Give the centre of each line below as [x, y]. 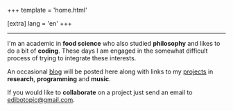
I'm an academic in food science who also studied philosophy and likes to [114, 43]
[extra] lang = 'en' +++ [40, 23]
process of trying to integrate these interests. [72, 58]
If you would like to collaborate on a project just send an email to [100, 92]
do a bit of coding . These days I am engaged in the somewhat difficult [107, 51]
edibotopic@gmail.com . [41, 100]
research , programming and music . [59, 79]
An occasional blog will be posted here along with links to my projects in [110, 71]
